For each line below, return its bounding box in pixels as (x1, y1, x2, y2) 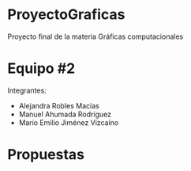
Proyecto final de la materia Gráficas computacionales (7, 32, 184, 41)
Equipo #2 (7, 59, 76, 78)
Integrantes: (7, 85, 47, 95)
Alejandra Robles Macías (18, 101, 99, 110)
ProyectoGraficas (7, 6, 125, 24)
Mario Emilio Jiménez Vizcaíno (18, 117, 119, 127)
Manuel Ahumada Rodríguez (18, 109, 112, 119)
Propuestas (7, 146, 84, 164)
